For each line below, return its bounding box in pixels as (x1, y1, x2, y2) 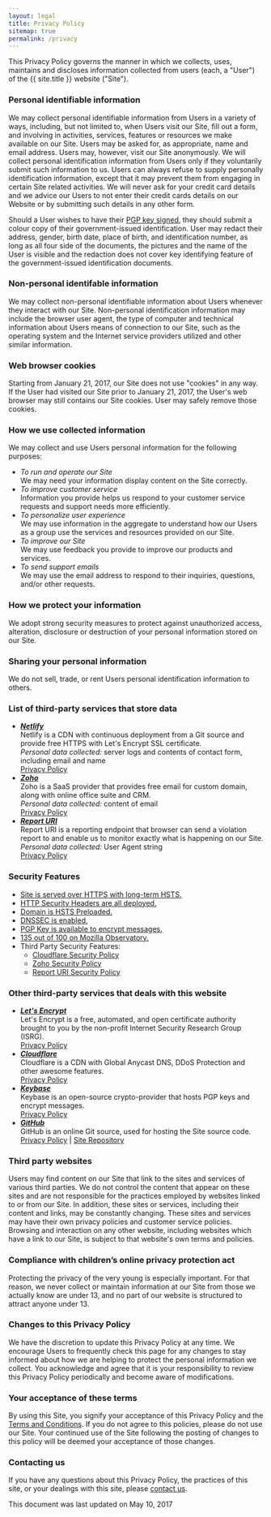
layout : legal (8, 11, 57, 20)
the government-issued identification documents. (8, 257, 174, 268)
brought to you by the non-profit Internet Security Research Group (19, 1023, 242, 1032)
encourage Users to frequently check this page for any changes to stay (8, 1346, 247, 1355)
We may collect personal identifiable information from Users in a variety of (8, 113, 256, 123)
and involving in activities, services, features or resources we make (8, 130, 233, 140)
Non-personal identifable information (8, 278, 159, 289)
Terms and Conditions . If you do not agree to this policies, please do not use (8, 1420, 263, 1429)
